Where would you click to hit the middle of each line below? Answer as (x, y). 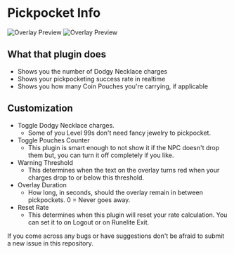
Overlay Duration (42, 185)
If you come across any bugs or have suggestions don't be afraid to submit (116, 236)
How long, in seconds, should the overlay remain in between (116, 192)
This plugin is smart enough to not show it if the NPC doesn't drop (124, 147)
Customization (40, 108)
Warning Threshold (45, 162)
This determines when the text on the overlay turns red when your (124, 170)
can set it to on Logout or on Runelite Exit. (89, 222)
